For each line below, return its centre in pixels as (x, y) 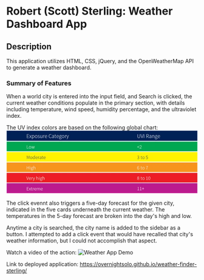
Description (29, 46)
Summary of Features (39, 83)
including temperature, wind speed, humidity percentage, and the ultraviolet (101, 109)
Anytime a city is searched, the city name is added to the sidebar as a (93, 227)
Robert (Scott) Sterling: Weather (90, 11)
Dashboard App (47, 24)
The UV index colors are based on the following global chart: (82, 128)
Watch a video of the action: (42, 252)
